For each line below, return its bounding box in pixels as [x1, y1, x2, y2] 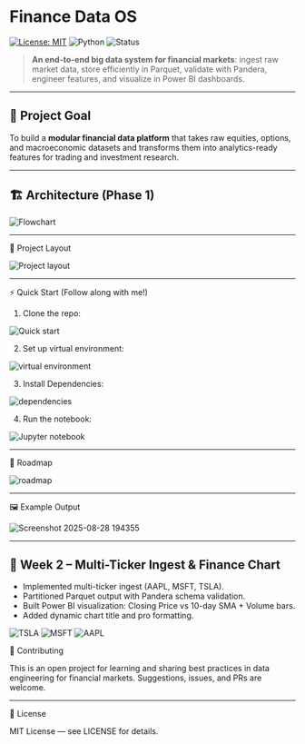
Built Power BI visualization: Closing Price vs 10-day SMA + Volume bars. [22, 600, 296, 611]
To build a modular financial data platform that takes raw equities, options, [9, 132, 291, 143]
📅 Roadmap [9, 457, 53, 468]
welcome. [9, 682, 46, 693]
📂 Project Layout [9, 243, 71, 253]
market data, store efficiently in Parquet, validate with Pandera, [31, 64, 268, 74]
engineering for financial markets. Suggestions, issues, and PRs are [9, 672, 262, 683]
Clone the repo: [22, 307, 82, 319]
